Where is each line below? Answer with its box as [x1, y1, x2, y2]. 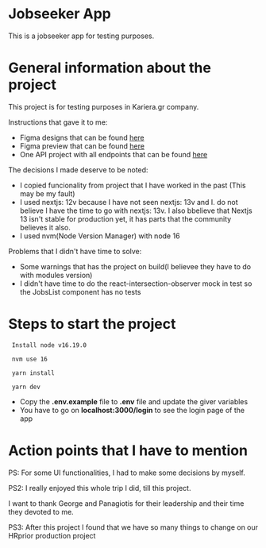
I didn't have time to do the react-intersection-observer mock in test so [19, 279, 253, 288]
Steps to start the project [8, 315, 176, 334]
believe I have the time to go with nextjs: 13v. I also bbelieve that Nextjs [19, 206, 253, 215]
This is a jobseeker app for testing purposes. [8, 31, 155, 41]
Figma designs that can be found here [19, 133, 145, 142]
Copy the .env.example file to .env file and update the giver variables [19, 396, 249, 406]
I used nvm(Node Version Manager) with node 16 [19, 231, 180, 241]
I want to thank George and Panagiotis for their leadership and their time [8, 498, 245, 508]
